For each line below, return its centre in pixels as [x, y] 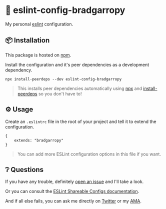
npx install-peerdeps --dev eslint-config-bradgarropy [63, 79]
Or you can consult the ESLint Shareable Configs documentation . [72, 191]
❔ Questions [24, 169]
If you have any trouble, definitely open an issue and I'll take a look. [74, 181]
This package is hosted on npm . [38, 55]
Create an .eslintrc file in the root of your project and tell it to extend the [81, 121]
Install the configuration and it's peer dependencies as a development [77, 64]
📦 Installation [27, 40]
